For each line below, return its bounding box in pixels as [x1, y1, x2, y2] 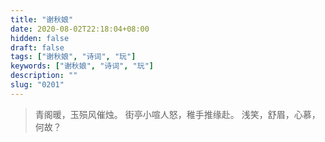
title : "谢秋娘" [10, 14, 74, 25]
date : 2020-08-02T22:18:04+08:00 [10, 24, 150, 34]
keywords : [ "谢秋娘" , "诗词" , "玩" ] [10, 61, 154, 71]
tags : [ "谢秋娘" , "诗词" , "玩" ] [10, 52, 137, 62]
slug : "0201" [10, 80, 65, 90]
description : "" [10, 71, 78, 81]
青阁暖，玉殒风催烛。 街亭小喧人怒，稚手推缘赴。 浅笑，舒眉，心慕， [34, 108, 321, 120]
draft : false [10, 42, 65, 53]
